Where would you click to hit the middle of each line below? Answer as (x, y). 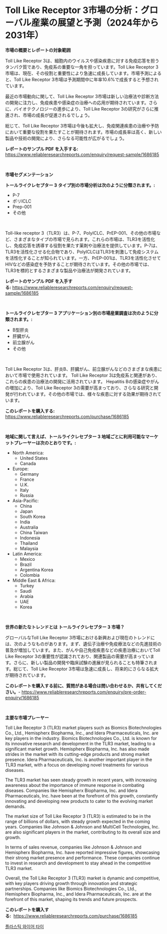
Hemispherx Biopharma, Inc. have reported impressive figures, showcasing (83, 852)
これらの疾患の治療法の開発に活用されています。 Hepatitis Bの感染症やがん (82, 381)
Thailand (29, 543)
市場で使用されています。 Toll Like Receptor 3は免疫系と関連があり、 (89, 375)
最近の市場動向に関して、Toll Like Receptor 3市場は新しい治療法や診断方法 (82, 96)
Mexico (27, 559)
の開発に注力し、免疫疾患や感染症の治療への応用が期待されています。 (77, 103)
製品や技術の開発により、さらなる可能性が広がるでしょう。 (66, 138)
